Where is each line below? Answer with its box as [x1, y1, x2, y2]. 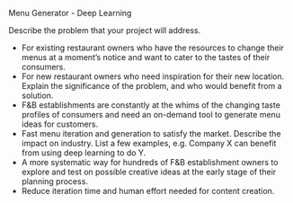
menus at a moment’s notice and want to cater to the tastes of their [21, 52, 271, 62]
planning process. [21, 176, 89, 187]
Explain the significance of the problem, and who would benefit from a [21, 81, 282, 91]
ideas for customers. [21, 119, 99, 129]
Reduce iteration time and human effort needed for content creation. [21, 186, 275, 196]
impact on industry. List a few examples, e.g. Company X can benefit [21, 138, 277, 148]
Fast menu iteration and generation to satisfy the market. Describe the [21, 128, 281, 138]
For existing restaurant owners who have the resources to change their [21, 42, 285, 53]
